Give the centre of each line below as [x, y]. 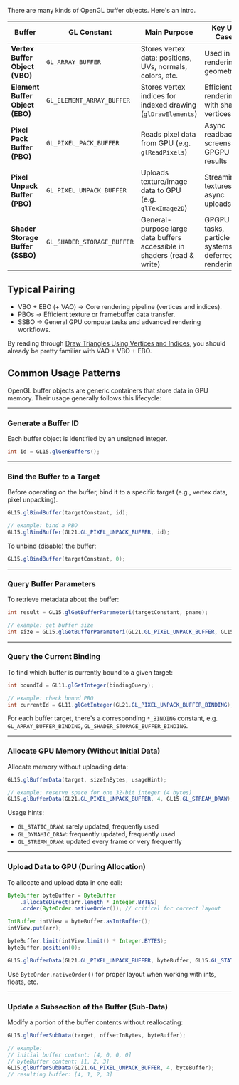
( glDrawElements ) [169, 114]
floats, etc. [23, 982]
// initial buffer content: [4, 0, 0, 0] [70, 1055]
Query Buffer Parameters [52, 583]
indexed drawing [169, 105]
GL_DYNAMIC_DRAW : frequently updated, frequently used [96, 834]
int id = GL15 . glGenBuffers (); [54, 452]
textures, [219, 186]
